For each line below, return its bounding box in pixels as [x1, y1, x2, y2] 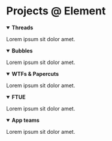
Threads [11, 24, 34, 31]
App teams [11, 117, 40, 124]
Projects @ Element [6, 4, 106, 18]
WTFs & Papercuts [11, 70, 59, 77]
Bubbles [11, 47, 33, 54]
